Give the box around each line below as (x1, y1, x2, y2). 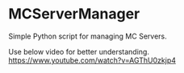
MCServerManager (8, 5, 140, 23)
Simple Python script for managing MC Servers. (8, 31, 167, 41)
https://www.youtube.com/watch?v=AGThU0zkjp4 (8, 55, 176, 65)
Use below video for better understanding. (8, 47, 149, 56)
